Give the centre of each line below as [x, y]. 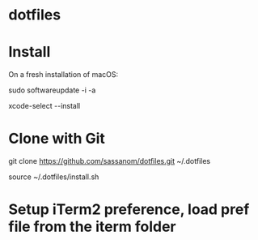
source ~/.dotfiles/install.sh [54, 177]
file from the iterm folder [92, 227]
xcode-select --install [44, 106]
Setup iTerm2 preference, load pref [129, 210]
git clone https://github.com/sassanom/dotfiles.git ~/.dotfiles [110, 161]
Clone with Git [57, 139]
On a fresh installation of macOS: [63, 75]
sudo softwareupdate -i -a [52, 90]
